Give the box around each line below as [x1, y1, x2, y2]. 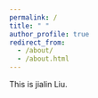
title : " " [9, 21, 50, 30]
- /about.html [17, 54, 69, 63]
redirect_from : [9, 37, 66, 47]
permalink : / [9, 12, 58, 22]
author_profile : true [9, 29, 90, 38]
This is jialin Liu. [9, 79, 69, 89]
